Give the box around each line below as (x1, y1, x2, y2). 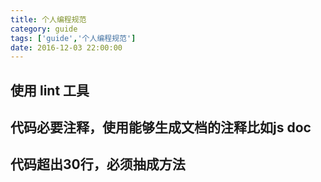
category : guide (10, 24, 78, 34)
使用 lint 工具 (10, 82, 90, 99)
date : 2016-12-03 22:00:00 (10, 42, 123, 53)
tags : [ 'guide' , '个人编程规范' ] (10, 33, 137, 43)
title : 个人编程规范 (10, 14, 87, 25)
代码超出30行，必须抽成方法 (10, 156, 186, 173)
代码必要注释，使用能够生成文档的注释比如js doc (10, 119, 312, 136)
